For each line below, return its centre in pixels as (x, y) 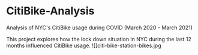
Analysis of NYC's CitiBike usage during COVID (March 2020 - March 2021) (100, 27)
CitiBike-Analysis (50, 11)
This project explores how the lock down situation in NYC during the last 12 (99, 39)
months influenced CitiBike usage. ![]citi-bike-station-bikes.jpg (84, 45)
